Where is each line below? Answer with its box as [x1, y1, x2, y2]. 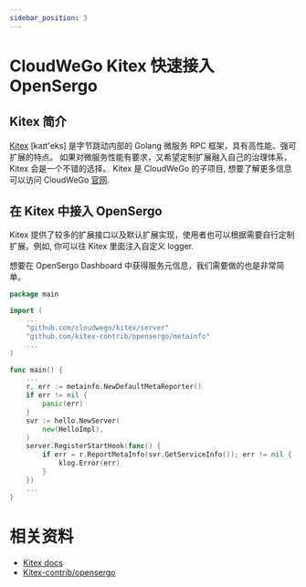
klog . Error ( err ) [58, 458, 121, 468]
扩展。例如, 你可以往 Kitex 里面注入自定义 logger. [9, 241, 195, 252]
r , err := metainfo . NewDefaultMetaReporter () [26, 383, 203, 392]
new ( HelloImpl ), [42, 425, 104, 434]
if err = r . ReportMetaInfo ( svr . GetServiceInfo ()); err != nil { [42, 450, 292, 459]
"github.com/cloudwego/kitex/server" [26, 323, 170, 333]
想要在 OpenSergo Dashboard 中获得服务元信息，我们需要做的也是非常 [9, 260, 277, 271]
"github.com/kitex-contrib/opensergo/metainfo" [26, 331, 210, 341]
